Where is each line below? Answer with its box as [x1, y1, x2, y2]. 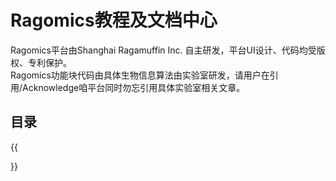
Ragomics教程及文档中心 [10, 9, 218, 32]
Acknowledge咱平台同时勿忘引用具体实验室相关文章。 [22, 81, 246, 93]
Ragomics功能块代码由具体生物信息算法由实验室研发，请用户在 [10, 69, 270, 81]
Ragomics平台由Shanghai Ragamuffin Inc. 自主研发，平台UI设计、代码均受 [10, 44, 317, 56]
